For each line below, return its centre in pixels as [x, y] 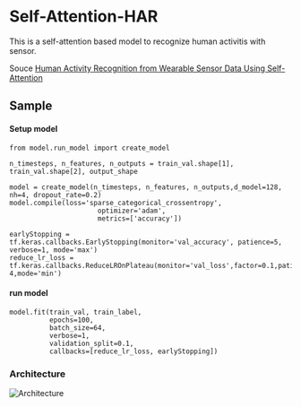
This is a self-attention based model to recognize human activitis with [138, 41]
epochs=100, [71, 320]
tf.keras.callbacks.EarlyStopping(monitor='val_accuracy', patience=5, [146, 242]
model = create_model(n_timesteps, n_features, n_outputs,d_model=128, [146, 187]
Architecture [38, 374]
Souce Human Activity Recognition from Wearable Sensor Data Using [138, 68]
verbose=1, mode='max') [54, 250]
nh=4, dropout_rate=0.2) [56, 195]
